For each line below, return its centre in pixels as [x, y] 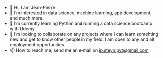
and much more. [27, 18]
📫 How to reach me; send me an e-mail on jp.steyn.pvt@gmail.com [79, 50]
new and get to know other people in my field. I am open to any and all [82, 39]
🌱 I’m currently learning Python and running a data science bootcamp [81, 23]
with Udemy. [23, 29]
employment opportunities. [38, 44]
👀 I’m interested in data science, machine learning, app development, [81, 13]
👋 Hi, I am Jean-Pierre [33, 8]
